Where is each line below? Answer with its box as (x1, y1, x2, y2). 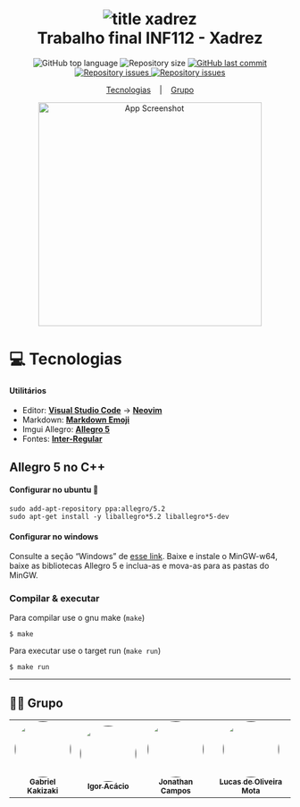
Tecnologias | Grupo (105, 84, 195, 95)
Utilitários (9, 385, 47, 395)
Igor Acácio (87, 781, 129, 792)
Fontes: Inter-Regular (21, 434, 103, 445)
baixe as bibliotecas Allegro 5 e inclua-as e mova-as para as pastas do (9, 560, 270, 572)
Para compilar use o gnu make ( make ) (9, 613, 146, 624)
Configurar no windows (9, 531, 99, 541)
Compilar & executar (9, 592, 100, 605)
